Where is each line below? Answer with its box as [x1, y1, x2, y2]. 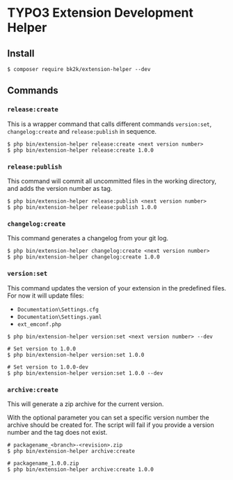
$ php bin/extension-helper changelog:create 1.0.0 [7, 254, 160, 261]
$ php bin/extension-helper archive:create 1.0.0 [7, 465, 154, 473]
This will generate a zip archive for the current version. [7, 399, 164, 408]
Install [7, 47, 35, 59]
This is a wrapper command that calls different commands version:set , [7, 120, 212, 128]
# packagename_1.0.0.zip [7, 460, 79, 467]
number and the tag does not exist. [7, 428, 108, 436]
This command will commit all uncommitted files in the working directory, [7, 176, 217, 185]
